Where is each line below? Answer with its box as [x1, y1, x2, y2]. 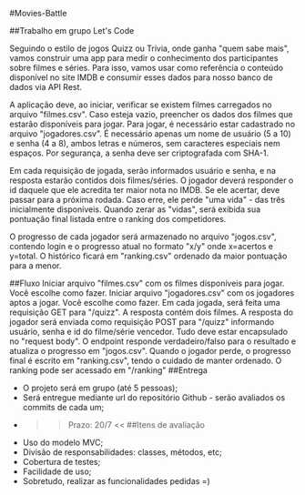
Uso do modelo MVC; [22, 437, 104, 448]
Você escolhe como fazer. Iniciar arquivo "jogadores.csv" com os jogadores [9, 288, 295, 298]
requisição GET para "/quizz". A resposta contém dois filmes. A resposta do [9, 307, 294, 318]
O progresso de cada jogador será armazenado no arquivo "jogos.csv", [9, 231, 277, 242]
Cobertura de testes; [22, 457, 101, 467]
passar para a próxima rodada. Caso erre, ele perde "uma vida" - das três [9, 195, 285, 205]
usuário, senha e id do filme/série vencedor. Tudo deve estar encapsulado [9, 327, 289, 337]
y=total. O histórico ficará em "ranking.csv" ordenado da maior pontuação [9, 250, 288, 261]
